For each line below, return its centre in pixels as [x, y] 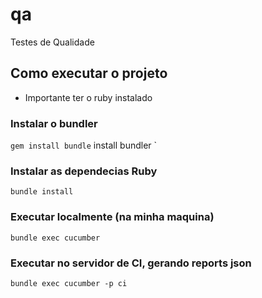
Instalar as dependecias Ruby [84, 171]
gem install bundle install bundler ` [84, 145]
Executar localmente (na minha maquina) [112, 217]
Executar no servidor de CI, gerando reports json [131, 263]
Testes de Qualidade [52, 42]
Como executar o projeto [89, 73]
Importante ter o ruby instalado [88, 97]
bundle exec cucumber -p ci [69, 283]
